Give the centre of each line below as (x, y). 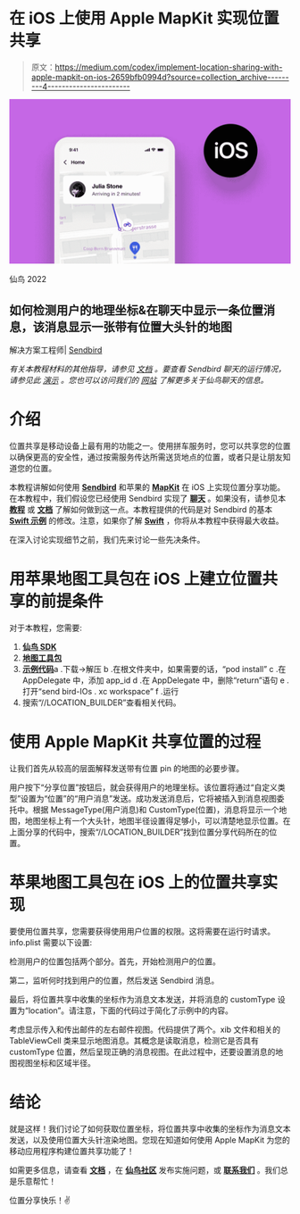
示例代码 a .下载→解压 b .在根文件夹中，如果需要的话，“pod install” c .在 (154, 669)
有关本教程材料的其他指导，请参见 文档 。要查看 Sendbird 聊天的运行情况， (148, 369)
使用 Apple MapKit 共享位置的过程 (135, 742)
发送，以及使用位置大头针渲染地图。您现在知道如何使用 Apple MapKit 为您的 (150, 1140)
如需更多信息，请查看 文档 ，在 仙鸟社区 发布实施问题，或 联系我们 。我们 (145, 1169)
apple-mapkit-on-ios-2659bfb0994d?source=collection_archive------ (160, 77)
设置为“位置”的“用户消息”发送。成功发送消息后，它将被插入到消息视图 (149, 798)
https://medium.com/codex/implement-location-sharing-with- (169, 67)
